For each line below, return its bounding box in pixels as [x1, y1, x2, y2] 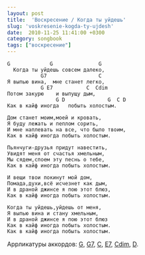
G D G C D [55, 96, 127, 103]
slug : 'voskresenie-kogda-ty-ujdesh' [7, 23, 114, 29]
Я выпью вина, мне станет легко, [7, 79, 106, 85]
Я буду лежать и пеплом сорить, [7, 120, 99, 127]
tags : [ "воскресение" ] [7, 42, 71, 49]
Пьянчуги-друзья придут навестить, [7, 144, 108, 151]
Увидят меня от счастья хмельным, [7, 150, 106, 157]
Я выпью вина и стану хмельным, [7, 210, 99, 217]
